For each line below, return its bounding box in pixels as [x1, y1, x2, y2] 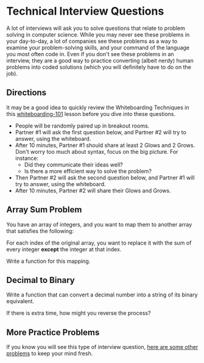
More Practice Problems [6, 327, 100, 337]
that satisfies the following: [6, 227, 74, 234]
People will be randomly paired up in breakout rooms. [15, 122, 150, 129]
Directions [6, 87, 47, 98]
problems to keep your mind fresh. [6, 350, 93, 358]
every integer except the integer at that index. [6, 245, 122, 253]
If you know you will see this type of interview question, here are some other [6, 343, 199, 351]
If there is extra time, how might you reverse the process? [6, 309, 151, 317]
